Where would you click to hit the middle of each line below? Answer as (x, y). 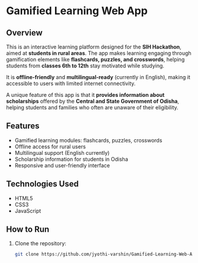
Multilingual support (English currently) (62, 152)
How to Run (28, 230)
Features (23, 126)
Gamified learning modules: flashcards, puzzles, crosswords (88, 140)
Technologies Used (42, 184)
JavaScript (28, 210)
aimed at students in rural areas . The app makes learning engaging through (99, 53)
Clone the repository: (40, 243)
